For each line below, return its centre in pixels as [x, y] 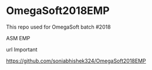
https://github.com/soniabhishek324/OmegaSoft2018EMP [76, 61]
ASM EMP [18, 38]
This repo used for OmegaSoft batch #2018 [58, 27]
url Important [22, 49]
